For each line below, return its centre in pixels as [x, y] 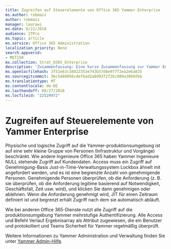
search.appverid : [24, 53]
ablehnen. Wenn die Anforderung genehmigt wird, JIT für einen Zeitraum [81, 194]
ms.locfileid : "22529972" [33, 95]
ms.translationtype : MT [31, 81]
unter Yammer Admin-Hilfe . [34, 241]
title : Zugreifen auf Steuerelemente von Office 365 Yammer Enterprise [83, 10]
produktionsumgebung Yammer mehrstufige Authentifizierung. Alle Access [84, 215]
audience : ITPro [22, 34]
